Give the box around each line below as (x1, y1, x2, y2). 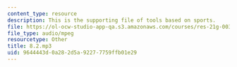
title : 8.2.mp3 (7, 43, 52, 50)
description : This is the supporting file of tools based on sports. (7, 17, 217, 24)
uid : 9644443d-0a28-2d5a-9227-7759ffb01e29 (7, 50, 138, 57)
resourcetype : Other (7, 36, 68, 43)
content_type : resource (7, 10, 78, 17)
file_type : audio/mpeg (7, 29, 74, 37)
